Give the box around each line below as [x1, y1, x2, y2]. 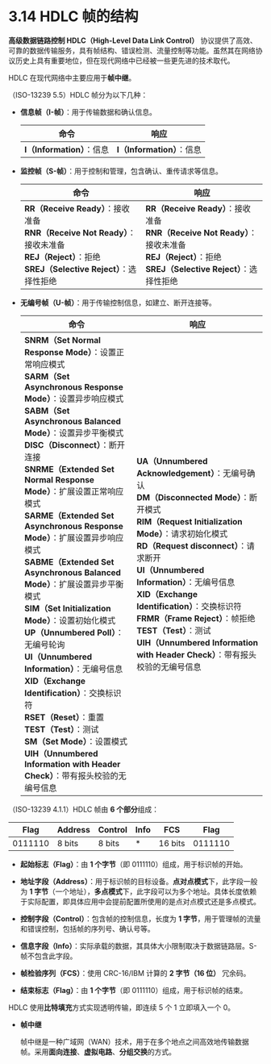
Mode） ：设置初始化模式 [23, 615, 116, 626]
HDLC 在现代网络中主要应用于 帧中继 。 [8, 73, 136, 82]
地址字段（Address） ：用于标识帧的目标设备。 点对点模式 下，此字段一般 [19, 876, 258, 886]
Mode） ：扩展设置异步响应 [23, 532, 124, 543]
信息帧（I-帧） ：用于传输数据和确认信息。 [19, 106, 157, 117]
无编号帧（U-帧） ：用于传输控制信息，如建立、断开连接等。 [19, 298, 216, 307]
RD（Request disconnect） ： [136, 540, 248, 551]
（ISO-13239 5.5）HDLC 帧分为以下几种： [8, 90, 148, 99]
